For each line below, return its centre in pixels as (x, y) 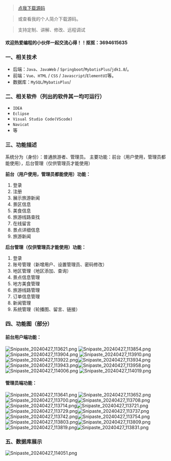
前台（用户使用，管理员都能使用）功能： (48, 174)
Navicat (21, 125)
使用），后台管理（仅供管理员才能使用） (51, 163)
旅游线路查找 (26, 217)
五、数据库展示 (24, 442)
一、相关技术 (21, 57)
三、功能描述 (21, 145)
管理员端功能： (21, 383)
